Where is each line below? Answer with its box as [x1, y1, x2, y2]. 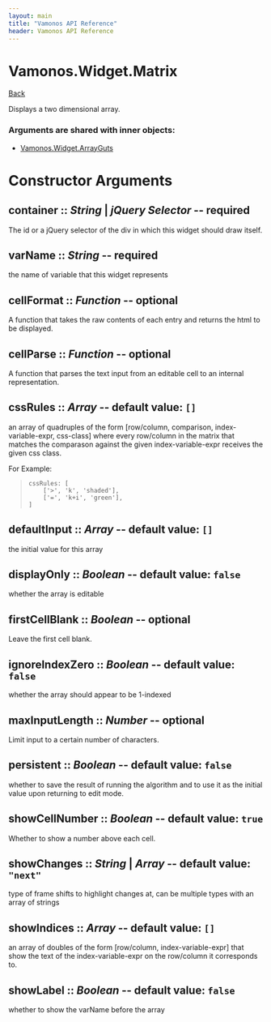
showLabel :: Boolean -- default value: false [8, 983, 235, 997]
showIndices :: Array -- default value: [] [8, 921, 216, 934]
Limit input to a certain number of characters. [8, 734, 159, 744]
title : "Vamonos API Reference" [8, 19, 117, 28]
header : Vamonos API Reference [8, 27, 114, 35]
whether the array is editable [8, 589, 104, 599]
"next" [8, 869, 42, 881]
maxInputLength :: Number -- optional [8, 713, 205, 727]
